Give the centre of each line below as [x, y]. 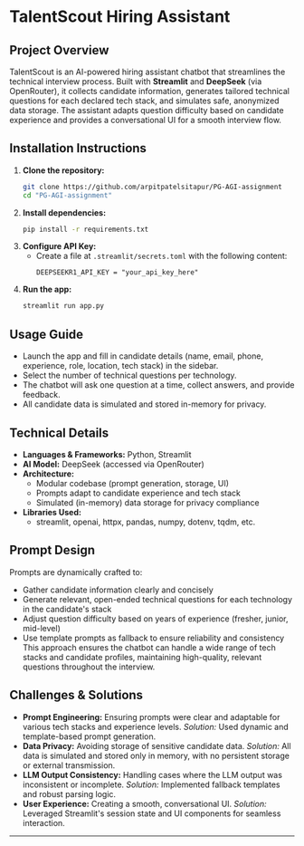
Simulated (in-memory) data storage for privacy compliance [147, 502]
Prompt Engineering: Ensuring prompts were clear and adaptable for [151, 716]
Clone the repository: [63, 170]
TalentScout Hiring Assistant [120, 17]
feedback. [41, 395]
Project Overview [59, 50]
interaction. [43, 822]
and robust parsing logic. [69, 793]
